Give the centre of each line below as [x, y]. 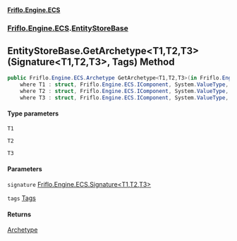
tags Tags [22, 198]
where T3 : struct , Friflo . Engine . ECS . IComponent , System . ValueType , [124, 98]
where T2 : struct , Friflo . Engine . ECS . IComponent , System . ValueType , [124, 92]
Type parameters [33, 113]
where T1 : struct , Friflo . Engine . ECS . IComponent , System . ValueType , [124, 85]
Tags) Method [143, 62]
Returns [19, 214]
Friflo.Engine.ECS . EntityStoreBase [68, 28]
